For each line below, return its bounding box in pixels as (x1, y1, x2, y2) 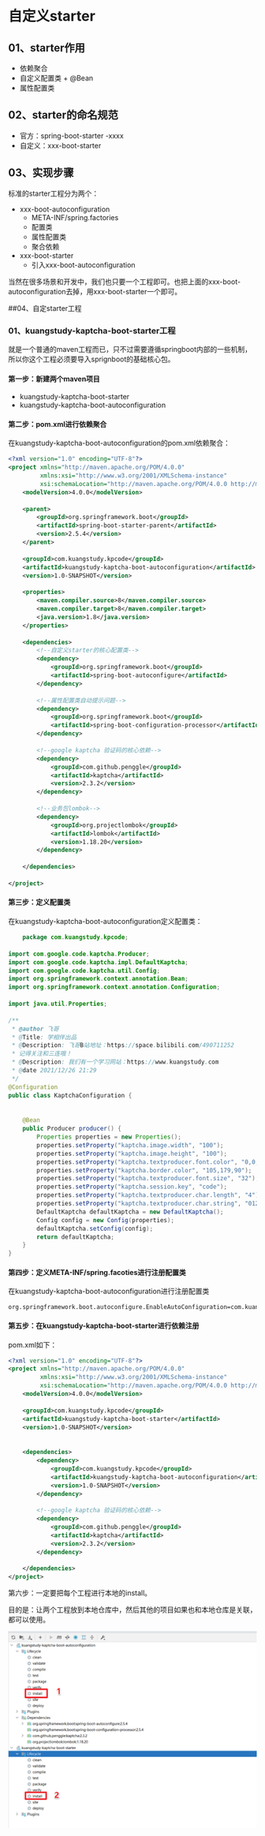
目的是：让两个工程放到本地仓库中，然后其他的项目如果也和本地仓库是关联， (8, 1605, 257, 1614)
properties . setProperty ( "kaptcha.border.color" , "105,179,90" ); (36, 1166, 252, 1174)
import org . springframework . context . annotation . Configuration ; (8, 983, 221, 991)
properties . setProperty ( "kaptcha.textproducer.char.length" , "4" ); (36, 1191, 263, 1199)
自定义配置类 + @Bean (19, 73, 94, 83)
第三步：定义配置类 (8, 897, 71, 907)
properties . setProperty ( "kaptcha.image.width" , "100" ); (36, 1141, 224, 1149)
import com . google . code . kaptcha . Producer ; (8, 950, 150, 958)
